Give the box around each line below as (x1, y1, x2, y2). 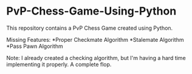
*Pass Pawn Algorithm (6, 42, 63, 50)
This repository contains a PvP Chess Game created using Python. (6, 24, 173, 32)
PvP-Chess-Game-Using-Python (6, 4, 177, 18)
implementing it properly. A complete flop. (6, 61, 112, 68)
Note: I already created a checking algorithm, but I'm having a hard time (6, 54, 187, 61)
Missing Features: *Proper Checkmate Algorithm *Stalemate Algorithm (6, 36, 184, 43)
